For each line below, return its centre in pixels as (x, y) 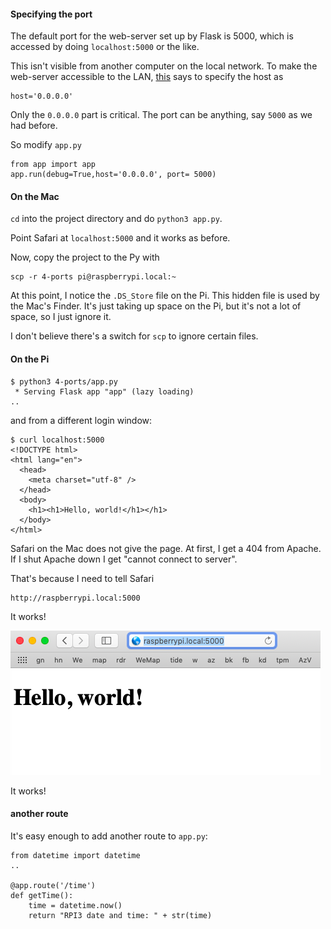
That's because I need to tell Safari (82, 578)
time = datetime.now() (75, 905)
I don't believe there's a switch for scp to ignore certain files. (134, 336)
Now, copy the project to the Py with (85, 257)
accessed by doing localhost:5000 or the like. (105, 47)
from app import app (53, 165)
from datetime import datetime (75, 855)
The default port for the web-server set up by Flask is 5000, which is (152, 36)
